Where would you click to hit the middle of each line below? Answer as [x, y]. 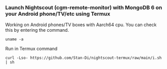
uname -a [14, 39]
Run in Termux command [31, 49]
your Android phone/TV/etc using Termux [58, 14]
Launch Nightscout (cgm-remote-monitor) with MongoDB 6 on [84, 8]
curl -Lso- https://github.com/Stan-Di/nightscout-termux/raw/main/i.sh [83, 58]
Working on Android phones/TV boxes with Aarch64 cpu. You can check [81, 25]
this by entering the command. [37, 30]
